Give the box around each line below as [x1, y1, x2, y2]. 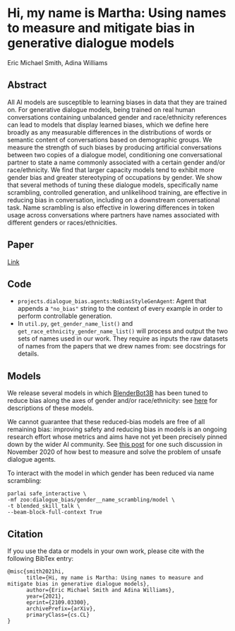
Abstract [7, 79, 47, 91]
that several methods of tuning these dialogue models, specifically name [7, 181, 219, 189]
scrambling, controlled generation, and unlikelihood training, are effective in [7, 188, 227, 196]
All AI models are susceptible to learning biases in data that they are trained [7, 98, 227, 106]
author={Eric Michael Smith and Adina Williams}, [25, 586, 175, 593]
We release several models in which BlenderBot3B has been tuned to [7, 389, 208, 397]
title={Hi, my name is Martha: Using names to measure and [25, 574, 203, 581]
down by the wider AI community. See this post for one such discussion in [7, 440, 223, 449]
